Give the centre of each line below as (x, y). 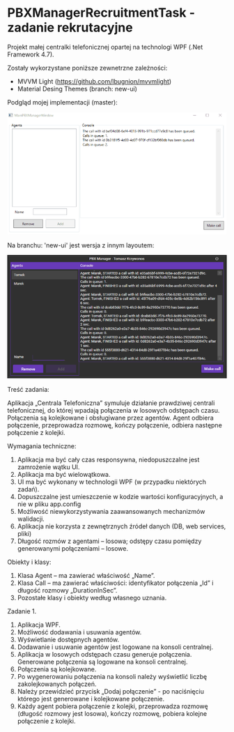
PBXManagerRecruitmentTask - (101, 13)
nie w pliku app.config (49, 504)
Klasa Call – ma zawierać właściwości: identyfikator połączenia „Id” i (115, 583)
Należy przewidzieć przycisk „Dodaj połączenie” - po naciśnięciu (110, 692)
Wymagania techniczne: (42, 446)
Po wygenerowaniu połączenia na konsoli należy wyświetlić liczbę (112, 677)
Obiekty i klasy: (29, 562)
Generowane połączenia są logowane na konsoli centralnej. (102, 662)
